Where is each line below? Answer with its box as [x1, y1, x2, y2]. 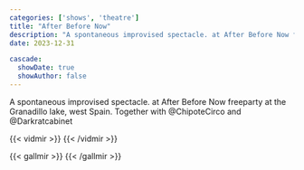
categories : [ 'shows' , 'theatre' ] [9, 13, 140, 23]
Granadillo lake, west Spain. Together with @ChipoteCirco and [9, 106, 242, 117]
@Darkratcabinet [9, 115, 73, 127]
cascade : [9, 55, 43, 64]
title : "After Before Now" [9, 22, 111, 31]
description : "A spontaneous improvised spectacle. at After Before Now [9, 30, 290, 39]
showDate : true [17, 63, 75, 72]
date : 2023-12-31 [9, 38, 75, 48]
